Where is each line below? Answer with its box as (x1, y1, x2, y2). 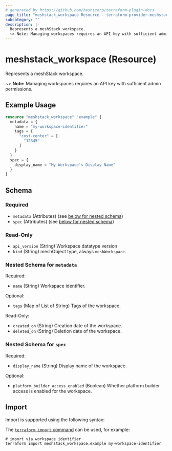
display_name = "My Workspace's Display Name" (14, 162, 116, 167)
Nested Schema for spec (5, 341, 67, 348)
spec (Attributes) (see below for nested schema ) (12, 218, 114, 224)
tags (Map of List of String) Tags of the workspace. (12, 303, 121, 309)
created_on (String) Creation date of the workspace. (12, 323, 123, 329)
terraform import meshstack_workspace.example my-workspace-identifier (5, 441, 161, 446)
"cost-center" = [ (18, 134, 58, 139)
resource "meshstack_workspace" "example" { (5, 114, 102, 120)
